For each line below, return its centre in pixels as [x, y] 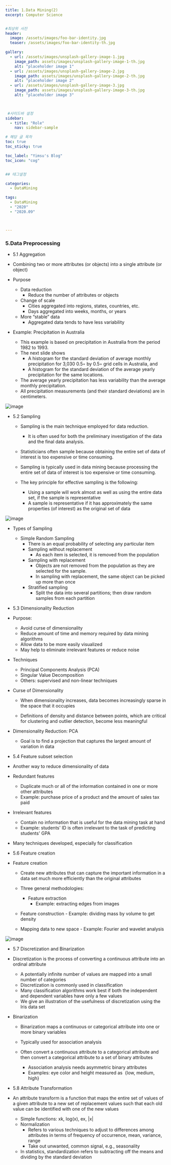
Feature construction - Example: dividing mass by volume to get [87, 913]
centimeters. [33, 396]
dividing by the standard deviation [56, 1157]
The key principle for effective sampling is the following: [79, 482]
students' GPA [35, 833]
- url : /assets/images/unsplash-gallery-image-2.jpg [67, 71]
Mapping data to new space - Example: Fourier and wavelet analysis [92, 929]
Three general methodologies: [52, 888]
